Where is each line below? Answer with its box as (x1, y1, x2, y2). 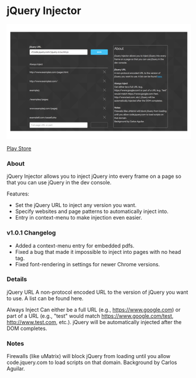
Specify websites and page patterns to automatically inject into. (15, 208, 169, 215)
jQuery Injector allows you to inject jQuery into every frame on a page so (6, 173, 182, 180)
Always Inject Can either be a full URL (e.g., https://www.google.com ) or (6, 306, 181, 313)
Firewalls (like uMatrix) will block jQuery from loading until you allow (6, 353, 171, 360)
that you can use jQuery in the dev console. (6, 179, 112, 186)
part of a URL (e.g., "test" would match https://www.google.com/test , (6, 312, 174, 319)
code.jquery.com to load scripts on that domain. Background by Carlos (6, 359, 177, 366)
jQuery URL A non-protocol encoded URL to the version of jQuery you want (6, 288, 188, 295)
